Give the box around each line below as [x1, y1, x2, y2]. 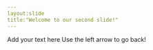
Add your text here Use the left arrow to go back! [7, 35, 147, 43]
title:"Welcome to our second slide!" [7, 16, 119, 23]
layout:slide [7, 10, 45, 17]
